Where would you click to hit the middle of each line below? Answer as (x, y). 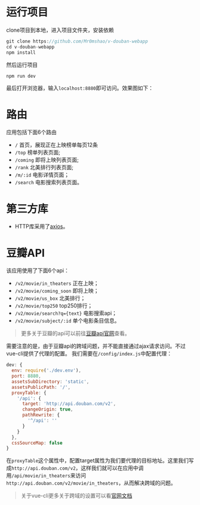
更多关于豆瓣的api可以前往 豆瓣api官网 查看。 (75, 333)
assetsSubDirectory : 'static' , (50, 381)
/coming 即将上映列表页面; (47, 160)
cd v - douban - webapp (30, 47)
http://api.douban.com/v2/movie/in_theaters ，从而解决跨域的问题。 (91, 483)
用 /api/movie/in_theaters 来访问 (46, 476)
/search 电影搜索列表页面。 (48, 182)
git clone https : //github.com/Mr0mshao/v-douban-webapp (77, 41)
